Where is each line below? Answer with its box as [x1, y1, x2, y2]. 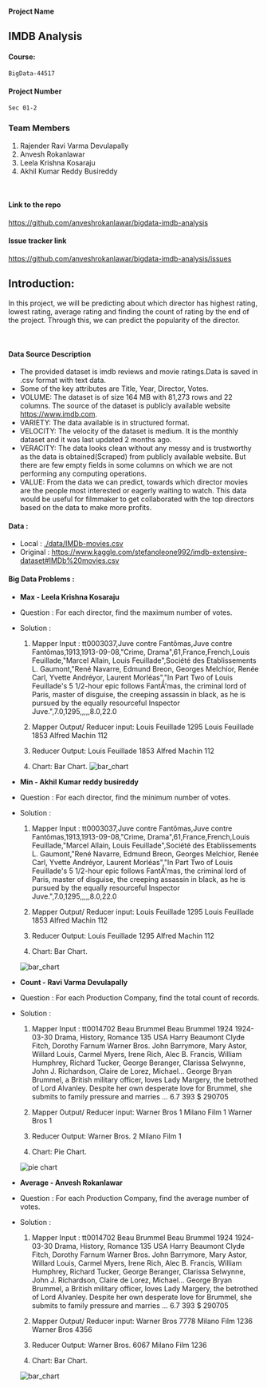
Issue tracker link [8, 236, 67, 245]
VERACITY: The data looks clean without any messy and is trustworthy [19, 444, 253, 453]
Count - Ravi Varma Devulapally [19, 977, 128, 987]
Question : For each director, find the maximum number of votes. [19, 608, 233, 617]
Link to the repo [8, 200, 61, 209]
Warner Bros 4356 [31, 1324, 93, 1334]
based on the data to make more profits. [19, 503, 152, 513]
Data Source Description [8, 349, 92, 359]
